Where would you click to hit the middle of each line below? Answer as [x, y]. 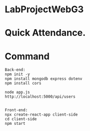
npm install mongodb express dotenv [43, 79]
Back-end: [15, 70]
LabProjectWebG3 [44, 9]
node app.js [17, 92]
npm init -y [17, 74]
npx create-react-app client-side [41, 115]
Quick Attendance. [45, 33]
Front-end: [16, 110]
